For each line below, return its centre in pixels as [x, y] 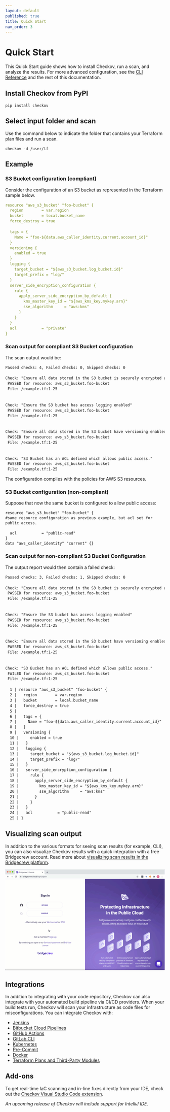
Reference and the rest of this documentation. [53, 77]
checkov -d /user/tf [27, 149]
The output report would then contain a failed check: [60, 567]
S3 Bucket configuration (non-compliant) [57, 492]
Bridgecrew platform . [27, 862]
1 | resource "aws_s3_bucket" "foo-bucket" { [59, 690]
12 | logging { [28, 749]
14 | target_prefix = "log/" [45, 759]
